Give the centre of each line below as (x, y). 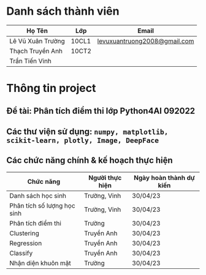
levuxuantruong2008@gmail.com (146, 41)
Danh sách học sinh (38, 195)
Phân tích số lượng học (42, 205)
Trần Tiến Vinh (31, 61)
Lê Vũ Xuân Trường (37, 41)
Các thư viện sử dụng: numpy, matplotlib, (87, 131)
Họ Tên (37, 31)
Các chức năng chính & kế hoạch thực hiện (90, 160)
